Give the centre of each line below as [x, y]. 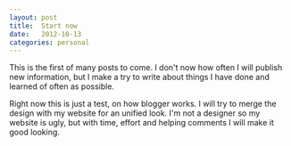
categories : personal [50, 42]
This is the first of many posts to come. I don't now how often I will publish [146, 68]
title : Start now [43, 26]
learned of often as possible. [62, 86]
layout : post [33, 17]
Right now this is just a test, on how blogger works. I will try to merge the [143, 104]
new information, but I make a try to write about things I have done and [139, 77]
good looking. [35, 132]
